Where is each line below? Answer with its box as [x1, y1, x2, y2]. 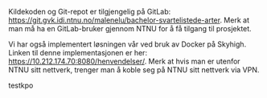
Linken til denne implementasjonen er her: [8, 48, 147, 57]
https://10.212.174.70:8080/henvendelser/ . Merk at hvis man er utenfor [8, 56, 240, 66]
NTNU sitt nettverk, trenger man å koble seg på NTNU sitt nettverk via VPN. [8, 65, 260, 75]
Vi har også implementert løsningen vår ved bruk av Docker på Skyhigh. [8, 39, 247, 49]
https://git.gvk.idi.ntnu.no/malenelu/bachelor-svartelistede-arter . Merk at [8, 15, 249, 25]
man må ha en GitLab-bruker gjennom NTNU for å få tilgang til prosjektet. [8, 24, 252, 33]
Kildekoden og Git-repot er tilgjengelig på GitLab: [8, 7, 171, 16]
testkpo [8, 80, 34, 90]
